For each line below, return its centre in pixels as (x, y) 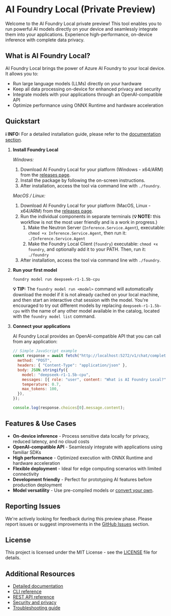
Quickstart (23, 121)
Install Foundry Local (35, 150)
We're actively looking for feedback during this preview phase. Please (79, 518)
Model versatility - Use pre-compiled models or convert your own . (83, 490)
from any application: (35, 342)
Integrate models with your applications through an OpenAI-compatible (88, 94)
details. (13, 558)
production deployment (37, 485)
